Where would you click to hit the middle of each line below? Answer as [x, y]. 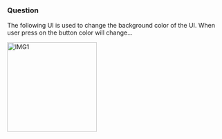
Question [23, 10]
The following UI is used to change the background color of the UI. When [111, 26]
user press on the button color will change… [70, 33]
